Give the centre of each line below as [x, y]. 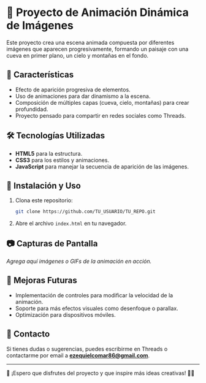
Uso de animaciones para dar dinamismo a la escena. [83, 96]
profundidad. [32, 109]
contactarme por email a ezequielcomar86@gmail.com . [78, 355]
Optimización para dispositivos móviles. [65, 314]
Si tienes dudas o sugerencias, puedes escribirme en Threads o [87, 349]
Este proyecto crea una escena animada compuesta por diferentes [90, 42]
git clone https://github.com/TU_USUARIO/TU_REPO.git [85, 212]
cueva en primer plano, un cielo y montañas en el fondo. [78, 55]
